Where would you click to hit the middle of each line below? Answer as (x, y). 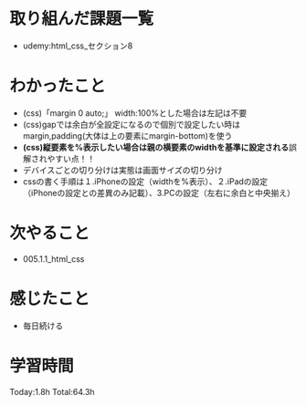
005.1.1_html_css (53, 259)
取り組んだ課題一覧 (82, 19)
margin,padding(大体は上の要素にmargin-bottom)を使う (127, 135)
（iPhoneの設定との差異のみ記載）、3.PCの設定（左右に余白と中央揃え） (158, 193)
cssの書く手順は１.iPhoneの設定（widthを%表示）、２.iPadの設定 (145, 181)
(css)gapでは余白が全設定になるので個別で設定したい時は (131, 124)
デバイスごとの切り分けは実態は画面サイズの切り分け (122, 170)
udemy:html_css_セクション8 (78, 46)
